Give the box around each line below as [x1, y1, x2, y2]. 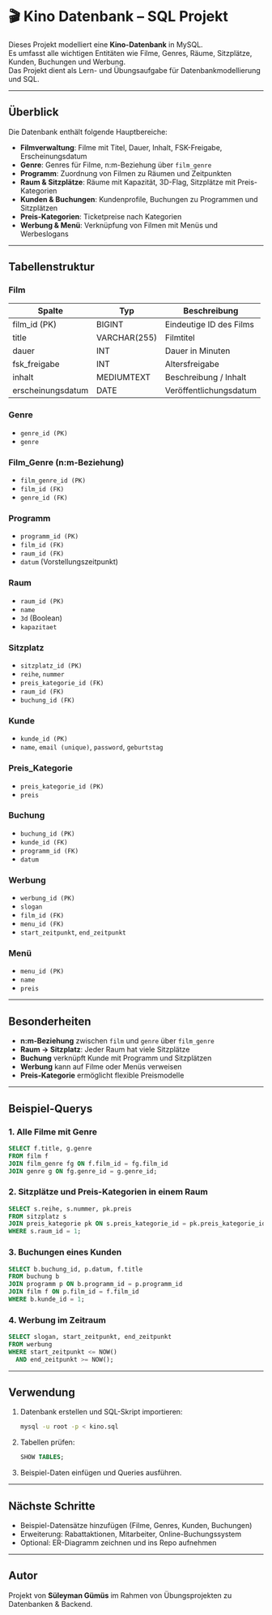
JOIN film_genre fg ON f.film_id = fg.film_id [8, 1159, 168, 1168]
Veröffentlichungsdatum [164, 385, 257, 396]
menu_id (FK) [19, 920, 65, 929]
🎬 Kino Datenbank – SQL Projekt [8, 7, 228, 26]
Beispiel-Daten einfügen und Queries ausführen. [19, 1468, 182, 1478]
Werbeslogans [19, 229, 69, 239]
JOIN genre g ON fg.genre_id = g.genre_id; [8, 1167, 158, 1175]
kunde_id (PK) [19, 735, 68, 744]
